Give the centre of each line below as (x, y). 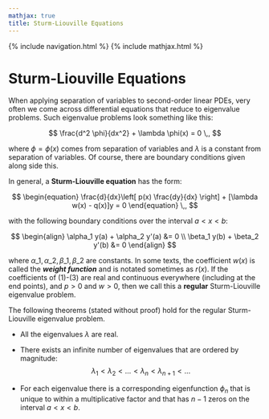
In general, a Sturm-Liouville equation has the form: (95, 181)
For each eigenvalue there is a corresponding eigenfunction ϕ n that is (135, 390)
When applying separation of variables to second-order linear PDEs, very (129, 100)
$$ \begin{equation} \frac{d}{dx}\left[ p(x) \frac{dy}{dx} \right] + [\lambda (135, 197)
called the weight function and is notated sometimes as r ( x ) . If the (118, 269)
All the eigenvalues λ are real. (69, 335)
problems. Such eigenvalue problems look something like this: (111, 118)
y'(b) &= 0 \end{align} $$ (135, 245)
